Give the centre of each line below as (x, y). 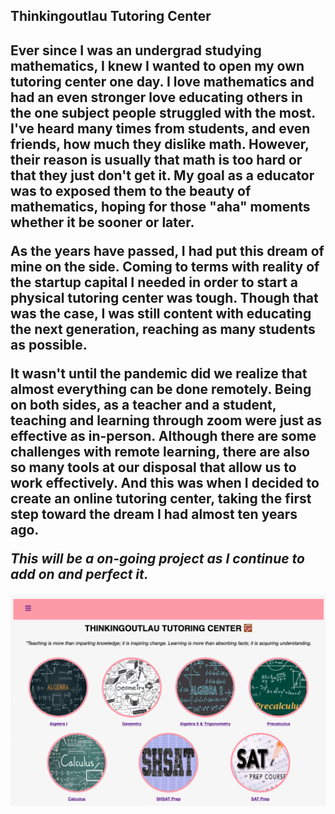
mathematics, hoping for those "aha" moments (160, 206)
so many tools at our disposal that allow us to (153, 467)
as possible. (49, 344)
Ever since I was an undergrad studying (136, 50)
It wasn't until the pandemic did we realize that (159, 373)
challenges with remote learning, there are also (160, 451)
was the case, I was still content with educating (161, 313)
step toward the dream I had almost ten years (154, 514)
